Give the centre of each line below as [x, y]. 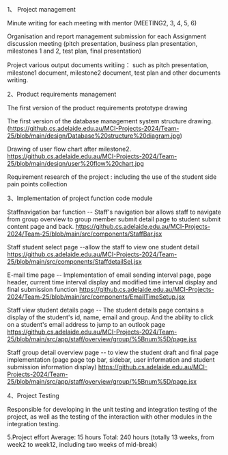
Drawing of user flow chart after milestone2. [69, 149]
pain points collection [37, 184]
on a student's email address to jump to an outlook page [86, 324]
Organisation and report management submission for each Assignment [107, 36]
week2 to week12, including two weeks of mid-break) [82, 444]
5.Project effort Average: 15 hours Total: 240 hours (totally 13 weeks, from [111, 437]
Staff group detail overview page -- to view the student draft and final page [113, 352]
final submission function [43, 290]
